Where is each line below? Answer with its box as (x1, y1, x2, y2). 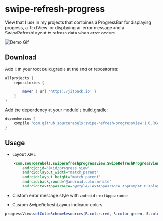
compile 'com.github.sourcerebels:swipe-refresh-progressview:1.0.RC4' (14, 120, 162, 126)
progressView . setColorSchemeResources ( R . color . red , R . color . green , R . (5, 211, 151, 216)
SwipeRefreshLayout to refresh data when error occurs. (5, 30, 116, 35)
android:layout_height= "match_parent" (22, 175, 101, 180)
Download (5, 53, 36, 62)
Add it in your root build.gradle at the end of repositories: (5, 66, 119, 72)
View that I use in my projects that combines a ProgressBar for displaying (5, 19, 151, 25)
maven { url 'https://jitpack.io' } (22, 89, 97, 94)
